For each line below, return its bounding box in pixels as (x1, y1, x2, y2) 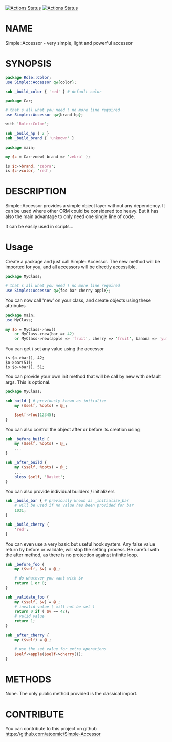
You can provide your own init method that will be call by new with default (5, 373, 161, 380)
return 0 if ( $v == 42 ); (14, 609, 70, 614)
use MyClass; (5, 317, 33, 322)
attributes (5, 302, 26, 309)
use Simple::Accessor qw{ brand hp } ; (5, 112, 83, 118)
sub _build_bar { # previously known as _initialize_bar (5, 498, 130, 503)
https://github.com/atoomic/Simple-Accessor (5, 731, 101, 737)
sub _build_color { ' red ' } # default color (5, 89, 102, 94)
